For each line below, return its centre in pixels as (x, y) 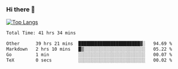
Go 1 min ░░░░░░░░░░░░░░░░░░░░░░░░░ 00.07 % (89, 55)
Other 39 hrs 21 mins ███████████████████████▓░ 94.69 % (89, 44)
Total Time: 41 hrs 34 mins (41, 33)
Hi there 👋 (21, 9)
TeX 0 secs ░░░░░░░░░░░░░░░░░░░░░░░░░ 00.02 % (89, 60)
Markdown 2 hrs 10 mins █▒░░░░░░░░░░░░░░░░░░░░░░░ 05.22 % (89, 50)
